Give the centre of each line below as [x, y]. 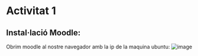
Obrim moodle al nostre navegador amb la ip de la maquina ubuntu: [88, 47]
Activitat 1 [31, 11]
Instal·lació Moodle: [43, 33]
